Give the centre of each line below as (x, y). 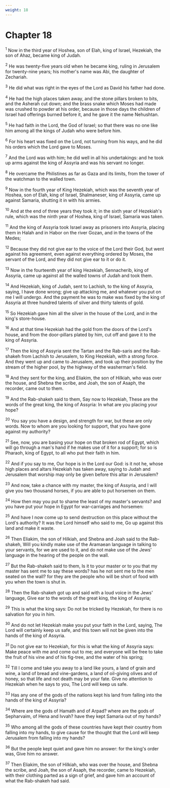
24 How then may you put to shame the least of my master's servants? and (83, 501)
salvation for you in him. (30, 614)
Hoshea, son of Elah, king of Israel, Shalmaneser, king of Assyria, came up (83, 195)
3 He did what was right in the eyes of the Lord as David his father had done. (85, 87)
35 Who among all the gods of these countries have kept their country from (84, 726)
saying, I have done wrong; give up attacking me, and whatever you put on (83, 292)
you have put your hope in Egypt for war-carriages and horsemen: (74, 507)
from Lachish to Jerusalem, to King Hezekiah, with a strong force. (90, 356)
